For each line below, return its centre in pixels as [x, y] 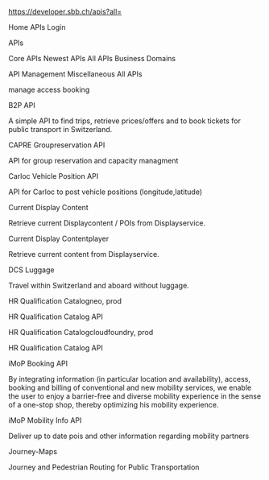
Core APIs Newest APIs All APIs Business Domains [92, 58]
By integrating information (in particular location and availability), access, [130, 379]
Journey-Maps [33, 451]
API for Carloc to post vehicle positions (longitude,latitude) [106, 192]
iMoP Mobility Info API [45, 420]
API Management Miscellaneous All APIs [75, 74]
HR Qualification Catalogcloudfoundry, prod [81, 332]
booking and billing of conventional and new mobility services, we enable [130, 387]
